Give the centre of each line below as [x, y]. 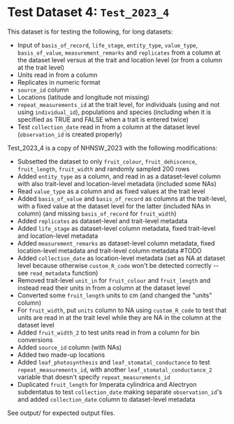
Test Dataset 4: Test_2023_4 [88, 12]
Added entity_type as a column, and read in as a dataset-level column [119, 176]
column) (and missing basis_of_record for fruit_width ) [97, 213]
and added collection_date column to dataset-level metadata [106, 399]
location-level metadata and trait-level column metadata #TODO [110, 250]
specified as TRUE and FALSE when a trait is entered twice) [103, 119]
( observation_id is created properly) [70, 134]
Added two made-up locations [61, 355]
